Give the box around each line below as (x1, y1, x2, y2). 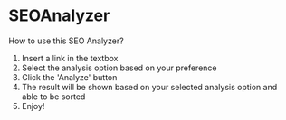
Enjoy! (21, 100, 45, 111)
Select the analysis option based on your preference (21, 62, 217, 73)
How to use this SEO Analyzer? (8, 35, 124, 46)
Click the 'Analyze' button (21, 71, 118, 82)
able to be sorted (21, 91, 86, 102)
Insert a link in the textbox (21, 52, 119, 63)
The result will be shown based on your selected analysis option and (21, 81, 278, 92)
